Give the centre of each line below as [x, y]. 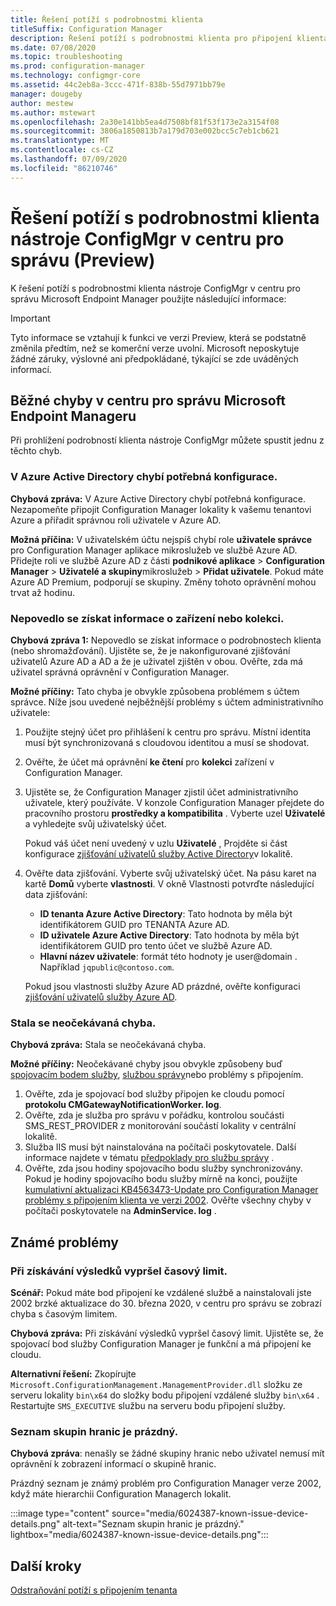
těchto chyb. [36, 451]
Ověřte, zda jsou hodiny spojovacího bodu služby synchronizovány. [163, 1168]
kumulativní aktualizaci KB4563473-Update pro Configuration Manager [171, 1190]
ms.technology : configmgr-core [75, 76]
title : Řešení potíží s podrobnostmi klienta [106, 19]
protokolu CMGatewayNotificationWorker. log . [123, 1105]
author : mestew [42, 103]
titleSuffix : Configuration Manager [86, 29]
